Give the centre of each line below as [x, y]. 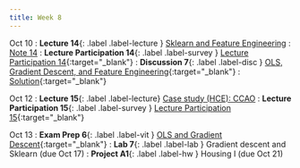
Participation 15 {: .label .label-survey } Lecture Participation [120, 107]
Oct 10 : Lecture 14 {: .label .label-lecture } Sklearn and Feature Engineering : [150, 43]
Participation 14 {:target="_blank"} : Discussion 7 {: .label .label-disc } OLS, [146, 62]
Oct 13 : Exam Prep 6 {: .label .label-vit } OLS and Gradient [116, 134]
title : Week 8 [36, 17]
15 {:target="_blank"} [47, 117]
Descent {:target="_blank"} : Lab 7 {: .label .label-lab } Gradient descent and [148, 144]
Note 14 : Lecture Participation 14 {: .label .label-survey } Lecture [129, 52]
